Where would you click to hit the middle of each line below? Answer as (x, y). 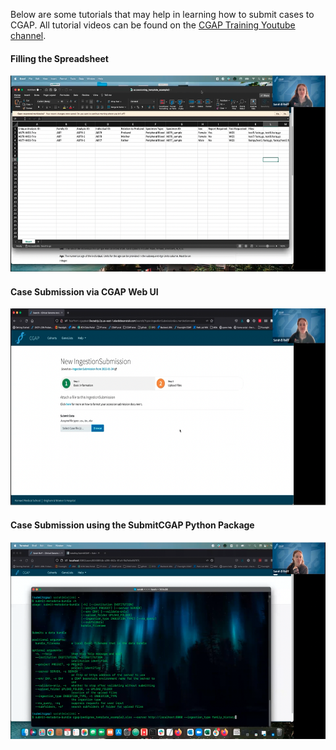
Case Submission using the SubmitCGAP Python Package (132, 525)
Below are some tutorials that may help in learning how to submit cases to (162, 14)
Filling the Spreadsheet (59, 58)
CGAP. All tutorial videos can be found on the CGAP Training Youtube (153, 25)
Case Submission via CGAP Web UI (84, 291)
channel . (28, 35)
